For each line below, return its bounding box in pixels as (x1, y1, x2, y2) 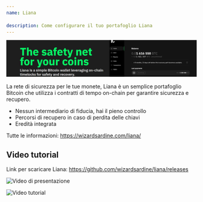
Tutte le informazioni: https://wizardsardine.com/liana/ (6, 132, 141, 139)
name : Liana (6, 10, 36, 16)
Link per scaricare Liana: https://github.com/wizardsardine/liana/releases (6, 166, 188, 173)
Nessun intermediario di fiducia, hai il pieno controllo (14, 108, 147, 115)
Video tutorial (6, 149, 59, 160)
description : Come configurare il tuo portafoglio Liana (6, 22, 153, 28)
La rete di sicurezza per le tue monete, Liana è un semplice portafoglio (6, 83, 182, 90)
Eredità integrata (14, 120, 57, 128)
